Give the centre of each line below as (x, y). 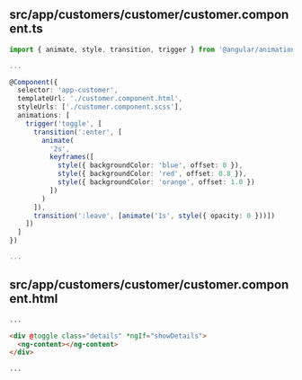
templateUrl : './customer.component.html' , (100, 99)
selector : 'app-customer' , (68, 90)
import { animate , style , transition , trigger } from (112, 49)
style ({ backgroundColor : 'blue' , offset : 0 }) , (150, 165)
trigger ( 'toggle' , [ (64, 124)
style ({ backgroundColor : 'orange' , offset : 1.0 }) (156, 182)
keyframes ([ (71, 157)
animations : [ (44, 116)
